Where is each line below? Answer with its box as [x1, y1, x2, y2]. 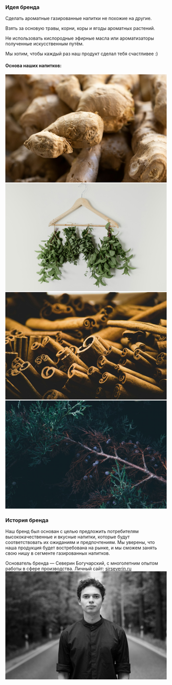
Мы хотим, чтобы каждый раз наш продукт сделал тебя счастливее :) [5, 50, 158, 57]
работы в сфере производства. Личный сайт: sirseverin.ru [5, 566, 132, 572]
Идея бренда [5, 4, 40, 11]
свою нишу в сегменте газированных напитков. [5, 550, 110, 556]
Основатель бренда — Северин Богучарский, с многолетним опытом [5, 560, 158, 566]
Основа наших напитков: [5, 62, 62, 68]
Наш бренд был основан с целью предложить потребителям [5, 529, 139, 534]
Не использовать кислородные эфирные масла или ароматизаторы [5, 35, 155, 42]
